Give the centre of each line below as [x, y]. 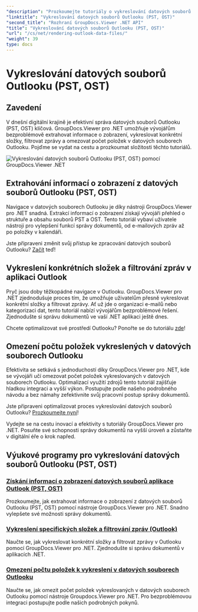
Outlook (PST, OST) [34, 488]
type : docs [19, 45]
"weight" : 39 [22, 39]
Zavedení [24, 108]
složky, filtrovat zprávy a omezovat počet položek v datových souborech [94, 141]
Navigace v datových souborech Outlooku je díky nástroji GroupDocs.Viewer [99, 206]
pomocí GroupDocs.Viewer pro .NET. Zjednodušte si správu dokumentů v [95, 548]
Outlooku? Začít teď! [31, 249]
